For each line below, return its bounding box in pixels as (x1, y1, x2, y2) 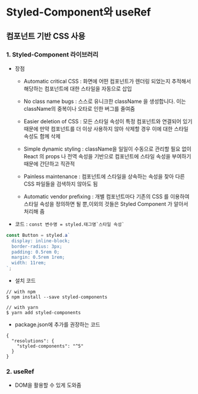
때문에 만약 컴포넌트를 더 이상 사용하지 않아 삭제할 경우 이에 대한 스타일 (23, 125, 189, 132)
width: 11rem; (11, 260, 46, 266)
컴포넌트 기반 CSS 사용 (6, 31, 86, 41)
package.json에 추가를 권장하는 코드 (14, 321, 100, 328)
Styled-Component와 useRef (6, 5, 152, 19)
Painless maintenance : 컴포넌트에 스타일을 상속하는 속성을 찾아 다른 (23, 173, 186, 180)
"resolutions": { (11, 338, 55, 344)
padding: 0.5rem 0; (11, 249, 60, 255)
